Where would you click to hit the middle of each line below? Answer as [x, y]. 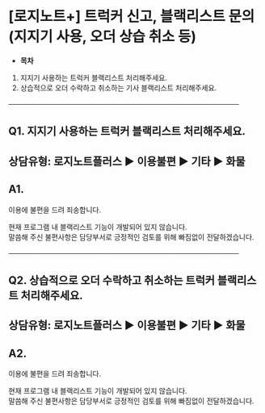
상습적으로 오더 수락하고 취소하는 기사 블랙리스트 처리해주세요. [118, 88]
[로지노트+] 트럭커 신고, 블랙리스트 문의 [132, 17]
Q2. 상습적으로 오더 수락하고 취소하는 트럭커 [112, 280]
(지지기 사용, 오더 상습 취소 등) [102, 37]
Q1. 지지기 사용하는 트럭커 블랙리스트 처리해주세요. [127, 131]
